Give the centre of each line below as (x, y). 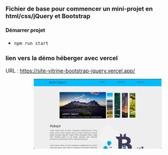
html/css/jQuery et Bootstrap (48, 16)
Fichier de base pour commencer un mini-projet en (79, 9)
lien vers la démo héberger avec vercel (62, 58)
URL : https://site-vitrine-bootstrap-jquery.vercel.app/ (70, 71)
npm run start (31, 44)
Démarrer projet (25, 30)
